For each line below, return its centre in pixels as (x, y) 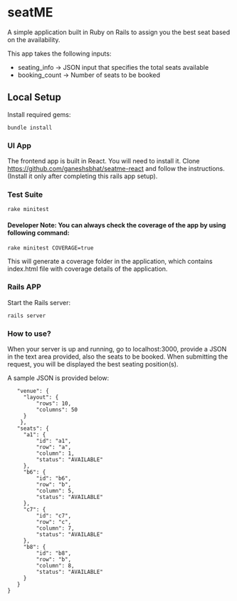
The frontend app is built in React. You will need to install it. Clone (104, 161)
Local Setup (35, 97)
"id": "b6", (54, 478)
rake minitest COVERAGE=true (51, 248)
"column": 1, (55, 453)
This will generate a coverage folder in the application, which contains (110, 261)
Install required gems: (39, 114)
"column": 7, (55, 528)
